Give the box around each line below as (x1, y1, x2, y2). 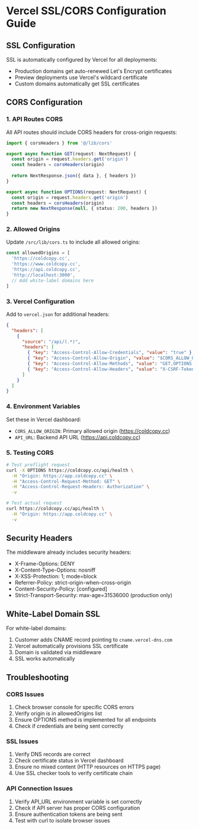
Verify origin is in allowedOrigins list (14, 710, 102, 717)
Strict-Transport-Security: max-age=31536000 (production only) (14, 592, 173, 599)
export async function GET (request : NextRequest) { (6, 151, 136, 157)
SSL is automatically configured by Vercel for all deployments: (6, 56, 158, 63)
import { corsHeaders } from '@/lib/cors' (6, 140, 113, 146)
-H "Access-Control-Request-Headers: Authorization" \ (11, 484, 150, 490)
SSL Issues (6, 737, 38, 745)
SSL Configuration (6, 40, 76, 50)
